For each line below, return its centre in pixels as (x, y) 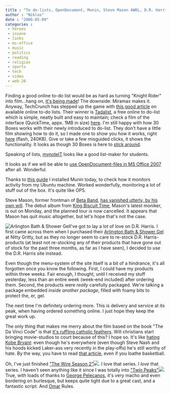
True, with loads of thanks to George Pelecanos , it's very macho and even (83, 375)
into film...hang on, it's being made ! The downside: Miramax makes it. (78, 101)
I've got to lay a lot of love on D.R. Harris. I (113, 226)
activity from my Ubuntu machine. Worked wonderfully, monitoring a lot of (83, 185)
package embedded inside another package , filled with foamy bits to (78, 290)
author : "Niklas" (25, 15)
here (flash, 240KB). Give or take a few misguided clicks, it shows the (78, 139)
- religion (19, 62)
